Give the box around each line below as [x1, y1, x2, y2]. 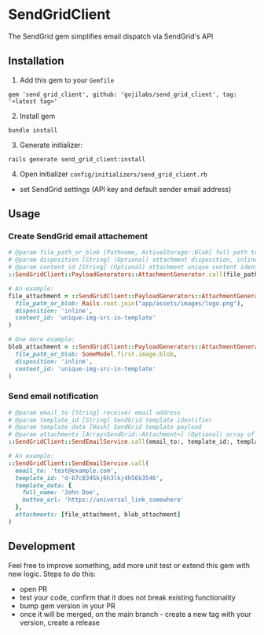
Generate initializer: [19, 140, 83, 150]
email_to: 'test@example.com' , [15, 467, 118, 474]
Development [8, 540, 76, 553]
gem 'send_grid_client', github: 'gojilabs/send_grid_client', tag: [8, 90, 237, 98]
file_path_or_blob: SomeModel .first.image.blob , [15, 350, 178, 358]
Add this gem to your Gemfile [19, 75, 115, 84]
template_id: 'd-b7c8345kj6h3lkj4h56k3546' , [15, 474, 163, 482]
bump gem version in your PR [19, 600, 115, 611]
